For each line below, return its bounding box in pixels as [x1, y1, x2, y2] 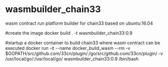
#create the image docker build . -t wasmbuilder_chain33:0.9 [5, 30, 133, 36]
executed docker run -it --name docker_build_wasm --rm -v [5, 45, 131, 51]
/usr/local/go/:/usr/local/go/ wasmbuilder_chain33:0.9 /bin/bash [5, 55, 139, 61]
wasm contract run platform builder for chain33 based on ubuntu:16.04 [5, 20, 153, 26]
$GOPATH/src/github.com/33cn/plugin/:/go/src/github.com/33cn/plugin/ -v [5, 50, 163, 56]
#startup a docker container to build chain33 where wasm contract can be [5, 39, 160, 46]
